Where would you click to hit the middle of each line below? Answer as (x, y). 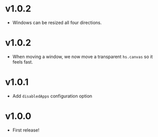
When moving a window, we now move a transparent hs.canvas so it (82, 56)
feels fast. (23, 62)
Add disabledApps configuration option (52, 96)
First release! (26, 130)
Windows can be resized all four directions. (57, 22)
